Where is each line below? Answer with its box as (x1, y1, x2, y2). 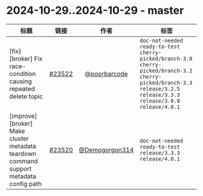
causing (9, 77, 32, 85)
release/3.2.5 (140, 85, 180, 92)
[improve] (9, 112, 37, 120)
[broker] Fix (9, 54, 43, 63)
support (9, 164, 32, 172)
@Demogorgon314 (79, 145, 134, 154)
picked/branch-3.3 (140, 79, 193, 86)
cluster (9, 134, 29, 142)
